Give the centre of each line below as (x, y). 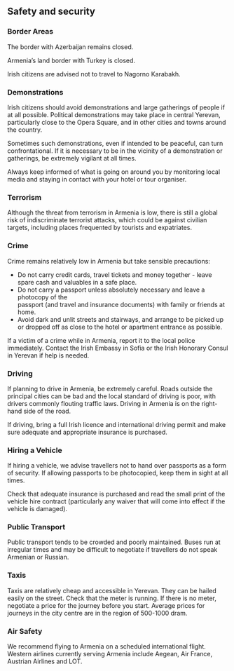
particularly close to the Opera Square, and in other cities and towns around (117, 122)
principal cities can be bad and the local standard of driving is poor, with (111, 396)
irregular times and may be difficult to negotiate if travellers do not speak (112, 550)
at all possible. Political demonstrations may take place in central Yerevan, (114, 114)
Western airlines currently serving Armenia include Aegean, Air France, (110, 654)
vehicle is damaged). (37, 509)
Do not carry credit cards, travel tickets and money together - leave (115, 274)
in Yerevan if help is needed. (48, 355)
